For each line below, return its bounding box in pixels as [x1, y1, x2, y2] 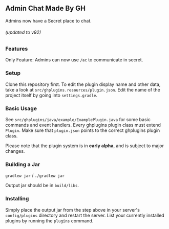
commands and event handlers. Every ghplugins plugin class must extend [5, 122, 161, 128]
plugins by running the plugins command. [5, 217, 94, 224]
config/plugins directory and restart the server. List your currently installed [5, 212, 165, 218]
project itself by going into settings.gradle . [5, 92, 98, 98]
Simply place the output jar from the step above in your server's [5, 207, 140, 213]
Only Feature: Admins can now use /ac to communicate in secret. [5, 57, 143, 63]
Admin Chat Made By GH [5, 4, 86, 13]
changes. [5, 148, 25, 154]
